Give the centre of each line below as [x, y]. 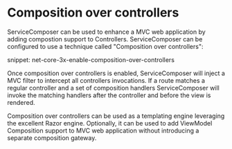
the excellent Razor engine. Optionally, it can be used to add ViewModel [110, 123]
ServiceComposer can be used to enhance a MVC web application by [106, 32]
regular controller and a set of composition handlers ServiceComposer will [113, 88]
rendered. [21, 102]
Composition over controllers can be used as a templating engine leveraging [116, 116]
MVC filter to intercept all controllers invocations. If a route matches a [106, 80]
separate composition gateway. [52, 138]
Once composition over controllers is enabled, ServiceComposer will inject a [116, 73]
